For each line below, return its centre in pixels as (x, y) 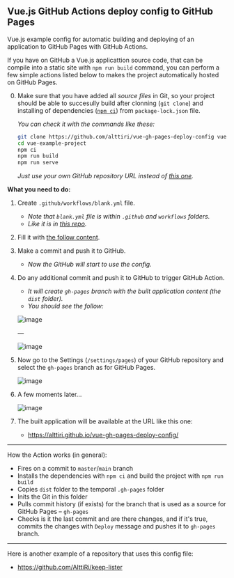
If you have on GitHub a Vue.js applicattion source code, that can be (105, 60)
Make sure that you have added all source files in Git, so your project (116, 95)
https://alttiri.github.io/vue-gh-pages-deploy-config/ (103, 435)
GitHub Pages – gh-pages (53, 512)
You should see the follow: (65, 306)
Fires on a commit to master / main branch (75, 469)
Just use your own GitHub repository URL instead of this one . (105, 176)
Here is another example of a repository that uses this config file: (100, 554)
